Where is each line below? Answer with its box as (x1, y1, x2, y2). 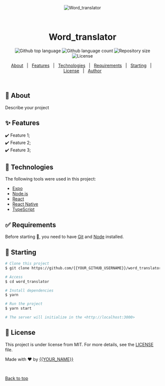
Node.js (12, 191, 28, 197)
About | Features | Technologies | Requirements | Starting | (11, 62, 152, 68)
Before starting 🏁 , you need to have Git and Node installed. (5, 234, 124, 240)
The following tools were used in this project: (5, 176, 96, 182)
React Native (12, 201, 38, 207)
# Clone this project (5, 261, 50, 266)
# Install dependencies (5, 288, 54, 293)
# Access (5, 274, 23, 279)
